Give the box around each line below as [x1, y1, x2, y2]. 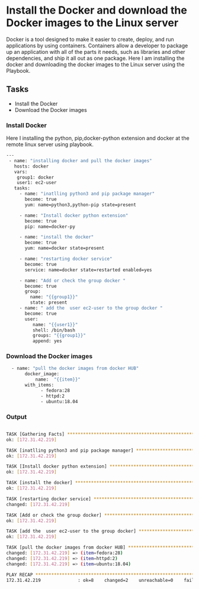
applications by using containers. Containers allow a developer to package [6, 42, 188, 49]
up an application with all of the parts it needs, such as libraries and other [6, 48, 185, 55]
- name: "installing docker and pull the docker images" [8, 157, 152, 163]
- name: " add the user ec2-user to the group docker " [19, 305, 163, 311]
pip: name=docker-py [24, 223, 76, 230]
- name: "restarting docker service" [19, 256, 113, 262]
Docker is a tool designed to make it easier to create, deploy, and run [6, 36, 174, 43]
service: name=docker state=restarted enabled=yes [24, 267, 152, 273]
